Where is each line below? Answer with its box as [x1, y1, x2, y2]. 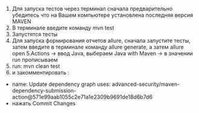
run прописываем [11, 56, 58, 63]
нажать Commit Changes [11, 100, 76, 107]
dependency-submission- [11, 87, 77, 94]
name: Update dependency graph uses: [11, 81, 111, 88]
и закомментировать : [11, 69, 69, 76]
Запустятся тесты [11, 31, 58, 38]
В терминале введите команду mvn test [11, 24, 115, 31]
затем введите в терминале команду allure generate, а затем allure [11, 43, 184, 50]
